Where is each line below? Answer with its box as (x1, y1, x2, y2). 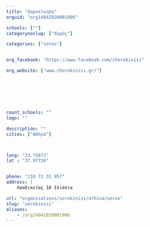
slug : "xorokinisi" (6, 201, 55, 207)
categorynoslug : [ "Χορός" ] (6, 30, 73, 36)
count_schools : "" (6, 110, 52, 116)
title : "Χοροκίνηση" (6, 8, 58, 15)
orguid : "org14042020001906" (6, 14, 78, 20)
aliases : (6, 206, 28, 212)
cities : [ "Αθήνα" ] (6, 131, 52, 137)
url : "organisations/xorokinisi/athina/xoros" (6, 195, 123, 202)
